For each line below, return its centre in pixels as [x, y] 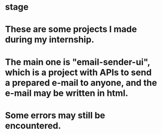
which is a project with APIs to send [78, 72]
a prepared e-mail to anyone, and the [81, 83]
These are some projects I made [71, 29]
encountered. [33, 125]
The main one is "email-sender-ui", [78, 62]
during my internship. [50, 40]
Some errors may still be [55, 115]
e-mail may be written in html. [67, 93]
